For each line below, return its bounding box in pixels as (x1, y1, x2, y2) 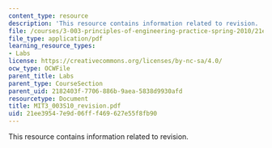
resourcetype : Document (8, 95, 89, 103)
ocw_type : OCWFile (8, 65, 70, 73)
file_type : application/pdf (8, 34, 104, 43)
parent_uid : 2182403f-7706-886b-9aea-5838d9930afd (8, 87, 183, 95)
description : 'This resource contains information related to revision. (8, 19, 259, 27)
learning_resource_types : (8, 42, 96, 50)
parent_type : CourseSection (8, 79, 104, 87)
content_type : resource (8, 11, 89, 20)
